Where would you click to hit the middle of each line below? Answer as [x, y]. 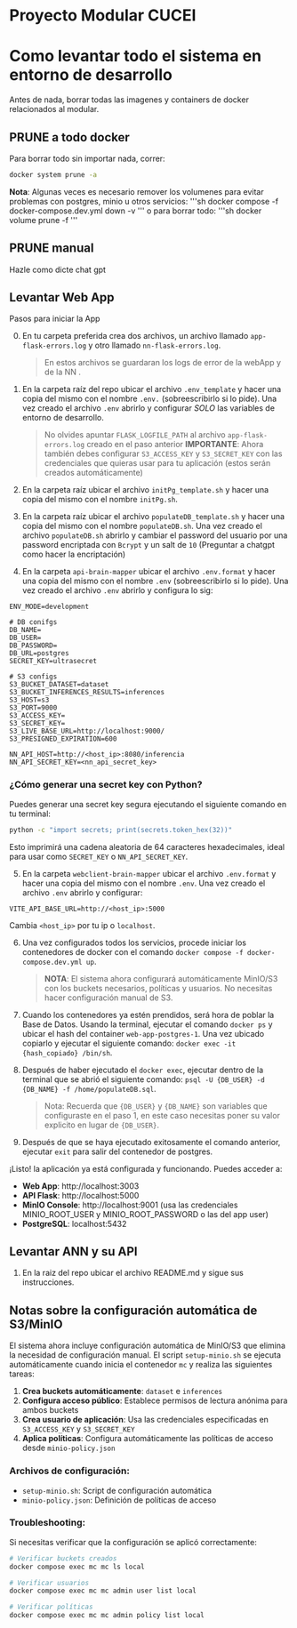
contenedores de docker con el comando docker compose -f [132, 951]
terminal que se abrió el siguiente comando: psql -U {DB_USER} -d [143, 1079]
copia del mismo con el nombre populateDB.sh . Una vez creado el [142, 526]
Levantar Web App [62, 297]
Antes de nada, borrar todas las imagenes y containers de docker [129, 100]
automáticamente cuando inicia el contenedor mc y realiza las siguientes [141, 1365]
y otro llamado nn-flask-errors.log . [155, 345]
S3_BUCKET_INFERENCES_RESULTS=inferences [87, 693]
